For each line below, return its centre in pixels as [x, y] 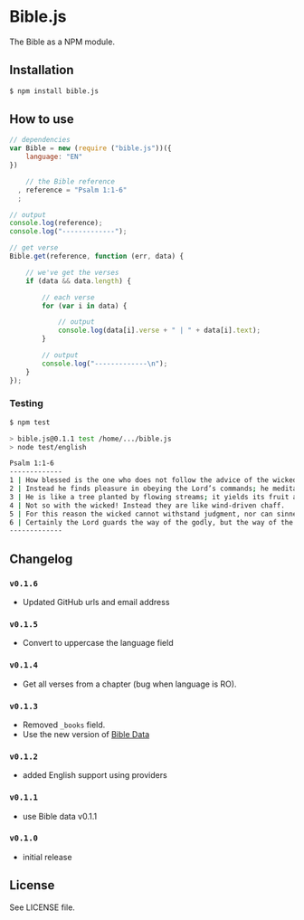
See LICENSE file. [42, 907]
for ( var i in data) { [85, 306]
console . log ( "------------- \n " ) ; [105, 364]
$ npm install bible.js [54, 91]
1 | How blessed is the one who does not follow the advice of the [139, 480]
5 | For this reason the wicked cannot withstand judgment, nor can [141, 514]
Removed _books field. [64, 725]
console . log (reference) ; [56, 223]
